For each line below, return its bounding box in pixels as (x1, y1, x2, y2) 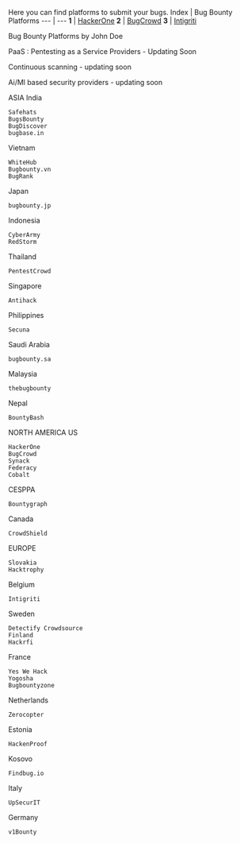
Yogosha (8, 675, 34, 683)
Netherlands (8, 695, 49, 705)
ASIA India (8, 93, 42, 103)
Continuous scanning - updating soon (8, 62, 132, 72)
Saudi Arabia (8, 340, 50, 349)
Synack (8, 457, 30, 465)
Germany (8, 813, 39, 822)
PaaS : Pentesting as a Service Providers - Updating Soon (8, 47, 196, 56)
